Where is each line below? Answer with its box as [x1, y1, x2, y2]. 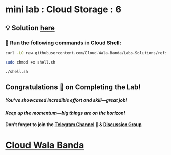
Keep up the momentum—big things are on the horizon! [5, 110, 125, 116]
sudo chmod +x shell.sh [5, 59, 56, 65]
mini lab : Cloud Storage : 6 [5, 4, 122, 15]
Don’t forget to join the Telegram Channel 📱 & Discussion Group [5, 121, 142, 128]
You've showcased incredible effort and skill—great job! [5, 97, 127, 103]
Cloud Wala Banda [5, 139, 84, 151]
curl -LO [5, 50, 24, 55]
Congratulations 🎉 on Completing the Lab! [5, 83, 141, 91]
